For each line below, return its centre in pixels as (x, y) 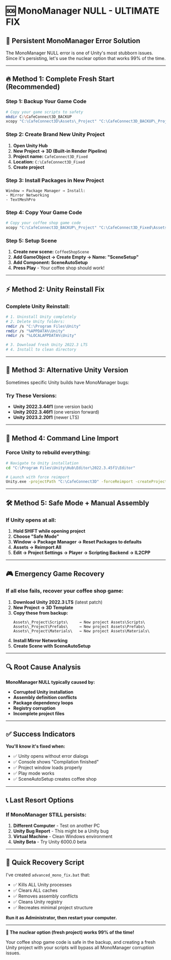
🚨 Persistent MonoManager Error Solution (73, 41)
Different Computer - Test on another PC (57, 826)
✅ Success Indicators (41, 734)
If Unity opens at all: (31, 520)
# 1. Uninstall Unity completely (41, 317)
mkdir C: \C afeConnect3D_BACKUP (39, 117)
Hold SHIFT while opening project (49, 531)
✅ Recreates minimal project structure (53, 907)
